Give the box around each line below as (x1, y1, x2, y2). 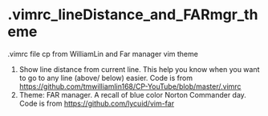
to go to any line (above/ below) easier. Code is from (18, 73, 193, 82)
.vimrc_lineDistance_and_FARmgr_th (7, 6, 258, 24)
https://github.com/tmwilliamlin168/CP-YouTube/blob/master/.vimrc (18, 82, 242, 91)
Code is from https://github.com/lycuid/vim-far (18, 98, 174, 108)
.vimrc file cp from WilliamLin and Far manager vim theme (7, 49, 198, 58)
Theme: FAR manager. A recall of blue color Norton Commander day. (18, 90, 246, 99)
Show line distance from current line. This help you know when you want (18, 64, 260, 74)
